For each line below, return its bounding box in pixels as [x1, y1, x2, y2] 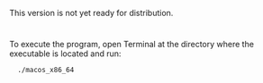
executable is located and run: [9, 48, 122, 59]
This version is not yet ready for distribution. [9, 8, 174, 18]
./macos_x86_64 [17, 66, 75, 75]
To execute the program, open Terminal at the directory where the [9, 39, 255, 50]
